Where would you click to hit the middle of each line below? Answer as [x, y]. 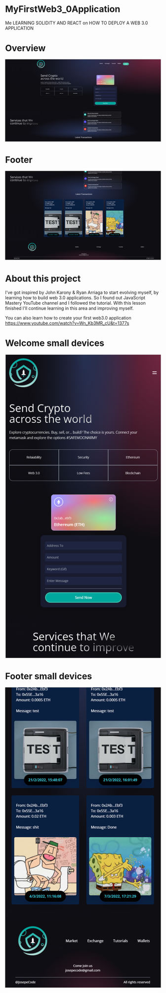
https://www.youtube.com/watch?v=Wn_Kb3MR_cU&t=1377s [67, 323]
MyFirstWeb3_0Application [63, 9]
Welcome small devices [55, 343]
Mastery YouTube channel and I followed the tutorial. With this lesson [75, 303]
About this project [43, 279]
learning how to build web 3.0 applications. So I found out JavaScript [75, 298]
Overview [25, 48]
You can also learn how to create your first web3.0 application [68, 318]
